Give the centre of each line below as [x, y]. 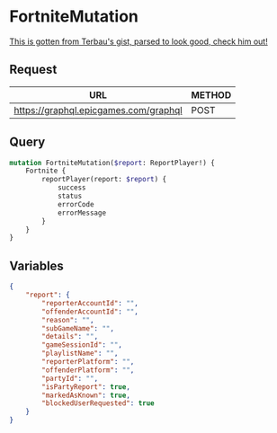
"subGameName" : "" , [78, 328]
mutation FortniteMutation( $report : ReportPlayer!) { [112, 163]
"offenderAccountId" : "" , [90, 312]
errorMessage [81, 213]
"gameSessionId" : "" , [82, 345]
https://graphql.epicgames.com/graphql [98, 110]
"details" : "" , [70, 337]
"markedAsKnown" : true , [86, 395]
